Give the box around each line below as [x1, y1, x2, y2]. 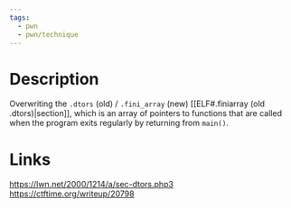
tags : [9, 13, 30, 23]
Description [9, 68, 99, 89]
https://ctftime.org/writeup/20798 [9, 188, 135, 199]
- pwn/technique [17, 30, 79, 39]
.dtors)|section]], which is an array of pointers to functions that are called [9, 108, 283, 119]
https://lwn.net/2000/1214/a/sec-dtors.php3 [9, 179, 174, 190]
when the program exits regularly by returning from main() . [9, 118, 229, 129]
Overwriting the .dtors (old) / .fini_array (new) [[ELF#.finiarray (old [9, 98, 265, 109]
